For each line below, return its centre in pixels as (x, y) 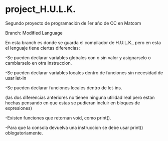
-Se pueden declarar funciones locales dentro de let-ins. (64, 88)
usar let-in (16, 78)
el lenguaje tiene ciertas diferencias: (43, 48)
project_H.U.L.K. (41, 9)
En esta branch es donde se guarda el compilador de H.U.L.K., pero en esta (83, 42)
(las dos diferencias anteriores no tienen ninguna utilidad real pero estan (80, 97)
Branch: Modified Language (34, 33)
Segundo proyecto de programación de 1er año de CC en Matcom (73, 23)
